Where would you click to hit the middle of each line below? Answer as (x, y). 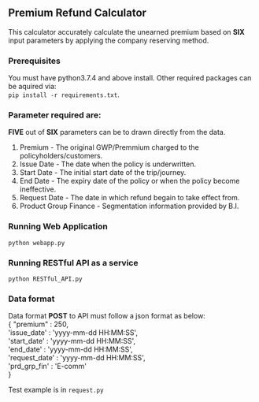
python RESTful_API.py (45, 279)
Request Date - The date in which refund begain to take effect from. (129, 198)
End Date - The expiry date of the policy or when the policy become (129, 181)
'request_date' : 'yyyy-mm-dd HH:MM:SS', (77, 358)
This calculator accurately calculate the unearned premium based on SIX (127, 32)
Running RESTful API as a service (73, 262)
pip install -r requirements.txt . (64, 95)
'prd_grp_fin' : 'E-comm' (47, 367)
